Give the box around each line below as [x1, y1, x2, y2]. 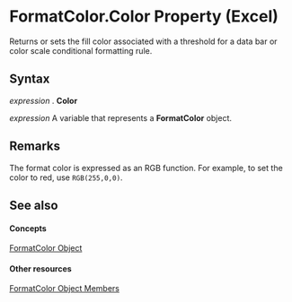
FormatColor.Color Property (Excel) [9, 6, 279, 27]
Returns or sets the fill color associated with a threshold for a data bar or [9, 36, 278, 47]
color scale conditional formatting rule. [9, 45, 153, 56]
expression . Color [9, 95, 78, 106]
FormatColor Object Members [9, 283, 119, 294]
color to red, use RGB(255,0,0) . [9, 172, 123, 183]
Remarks [9, 139, 61, 154]
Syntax [9, 72, 50, 87]
